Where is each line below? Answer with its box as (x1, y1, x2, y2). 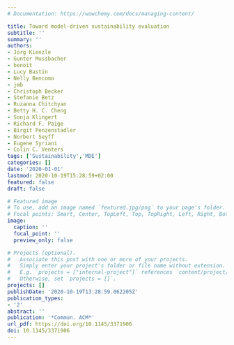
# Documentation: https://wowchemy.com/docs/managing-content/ (7, 10, 195, 17)
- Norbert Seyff (7, 133, 54, 140)
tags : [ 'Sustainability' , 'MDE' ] (7, 153, 101, 160)
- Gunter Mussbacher (7, 55, 68, 63)
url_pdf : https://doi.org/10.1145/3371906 (7, 321, 132, 328)
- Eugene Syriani (7, 140, 58, 147)
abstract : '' (7, 308, 45, 315)
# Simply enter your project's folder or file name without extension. (7, 263, 226, 270)
